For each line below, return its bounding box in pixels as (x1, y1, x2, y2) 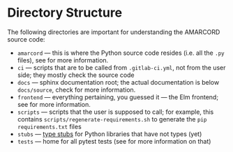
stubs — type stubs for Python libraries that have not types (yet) (17, 130, 202, 138)
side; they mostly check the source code (17, 71, 135, 79)
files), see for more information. (17, 56, 109, 64)
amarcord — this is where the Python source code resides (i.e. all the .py (17, 49, 225, 57)
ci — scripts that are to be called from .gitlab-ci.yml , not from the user (17, 63, 226, 71)
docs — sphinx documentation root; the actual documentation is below (17, 78, 220, 86)
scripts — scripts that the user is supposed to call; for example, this (17, 108, 214, 116)
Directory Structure (7, 5, 123, 21)
